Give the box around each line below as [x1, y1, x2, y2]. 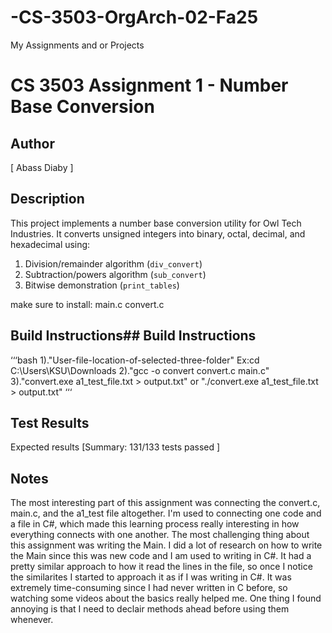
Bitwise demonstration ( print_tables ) [24, 279, 180, 291]
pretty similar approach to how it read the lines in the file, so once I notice [10, 561, 313, 573]
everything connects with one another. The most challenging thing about [10, 529, 310, 541]
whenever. [10, 614, 54, 626]
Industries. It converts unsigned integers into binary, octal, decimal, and [10, 227, 306, 240]
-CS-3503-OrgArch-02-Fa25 [10, 6, 259, 29]
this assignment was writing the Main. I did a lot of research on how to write [10, 539, 323, 551]
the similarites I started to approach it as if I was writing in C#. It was [10, 571, 292, 583]
